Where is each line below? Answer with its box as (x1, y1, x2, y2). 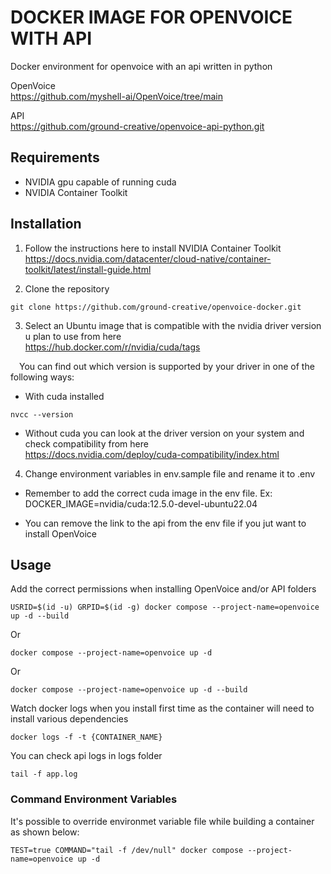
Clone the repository (24, 282, 110, 295)
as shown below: (10, 826, 80, 838)
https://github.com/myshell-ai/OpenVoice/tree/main (10, 90, 223, 102)
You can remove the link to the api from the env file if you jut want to (24, 517, 307, 529)
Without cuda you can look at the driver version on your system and (24, 427, 305, 439)
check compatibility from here (24, 437, 149, 450)
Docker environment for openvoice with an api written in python (10, 60, 273, 72)
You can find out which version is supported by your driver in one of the (19, 360, 315, 372)
